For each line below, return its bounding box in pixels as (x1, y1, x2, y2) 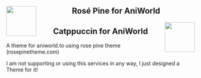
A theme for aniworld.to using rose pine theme (6, 42, 121, 49)
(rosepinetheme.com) (6, 48, 60, 55)
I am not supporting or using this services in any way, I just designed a (6, 60, 180, 67)
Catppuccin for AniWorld (53, 26, 148, 36)
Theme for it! (6, 66, 38, 73)
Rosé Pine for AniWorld (71, 6, 160, 16)
